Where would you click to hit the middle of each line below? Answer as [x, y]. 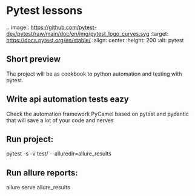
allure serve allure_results [38, 188]
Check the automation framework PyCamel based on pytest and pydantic [98, 114]
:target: [160, 33]
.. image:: [18, 27]
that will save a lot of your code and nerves [60, 120]
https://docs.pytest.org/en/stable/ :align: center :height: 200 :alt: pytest [95, 40]
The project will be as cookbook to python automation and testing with [94, 74]
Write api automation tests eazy [68, 100]
